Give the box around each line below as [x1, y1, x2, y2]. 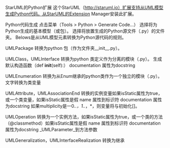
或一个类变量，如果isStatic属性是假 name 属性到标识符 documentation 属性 [5, 97, 162, 103]
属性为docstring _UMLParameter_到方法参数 [5, 127, 97, 132]
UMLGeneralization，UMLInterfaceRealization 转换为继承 [5, 137, 125, 143]
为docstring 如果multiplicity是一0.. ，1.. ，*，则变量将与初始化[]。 [5, 103, 140, 109]
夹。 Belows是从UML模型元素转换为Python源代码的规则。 [5, 35, 127, 40]
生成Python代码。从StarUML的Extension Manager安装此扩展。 [5, 11, 137, 17]
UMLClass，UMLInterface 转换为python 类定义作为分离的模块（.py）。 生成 [5, 56, 162, 62]
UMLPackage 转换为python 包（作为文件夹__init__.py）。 [5, 45, 123, 51]
